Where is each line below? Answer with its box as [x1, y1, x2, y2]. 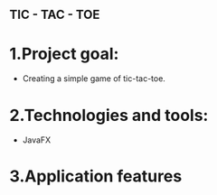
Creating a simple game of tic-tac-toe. [22, 73, 165, 84]
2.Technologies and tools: [9, 105, 209, 125]
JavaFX [22, 135, 52, 145]
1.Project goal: [9, 43, 119, 64]
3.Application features [9, 166, 183, 187]
